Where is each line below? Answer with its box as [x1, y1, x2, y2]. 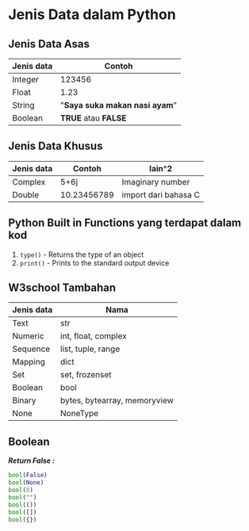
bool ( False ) [8, 472, 48, 479]
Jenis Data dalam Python [8, 6, 176, 24]
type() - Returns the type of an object [19, 250, 144, 259]
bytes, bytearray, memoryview [60, 395, 174, 406]
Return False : [8, 456, 56, 465]
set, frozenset [60, 369, 113, 380]
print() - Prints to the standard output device [19, 258, 170, 267]
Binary [12, 395, 37, 406]
